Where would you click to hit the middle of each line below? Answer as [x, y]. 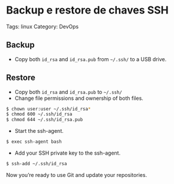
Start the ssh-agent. [39, 131]
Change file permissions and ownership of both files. [79, 98]
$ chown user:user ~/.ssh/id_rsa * [49, 109]
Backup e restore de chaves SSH [88, 10]
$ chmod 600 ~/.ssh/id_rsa [39, 114]
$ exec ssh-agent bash [34, 142]
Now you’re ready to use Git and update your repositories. [77, 175]
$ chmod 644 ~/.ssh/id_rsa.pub [45, 120]
